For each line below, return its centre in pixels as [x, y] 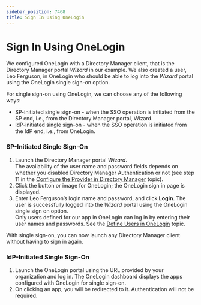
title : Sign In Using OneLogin [45, 17]
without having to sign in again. [45, 241]
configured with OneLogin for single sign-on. [70, 283]
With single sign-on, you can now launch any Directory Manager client [93, 235]
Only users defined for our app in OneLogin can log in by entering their [102, 217]
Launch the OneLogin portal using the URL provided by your [89, 270]
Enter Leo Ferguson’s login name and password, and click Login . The [100, 198]
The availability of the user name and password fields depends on [97, 166]
